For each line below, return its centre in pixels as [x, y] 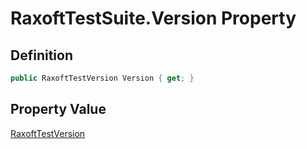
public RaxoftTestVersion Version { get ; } [102, 78]
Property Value [58, 109]
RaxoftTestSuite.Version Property [153, 18]
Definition [41, 55]
